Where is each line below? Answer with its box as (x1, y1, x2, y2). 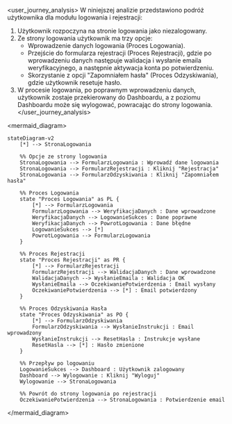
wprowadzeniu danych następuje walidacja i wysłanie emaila (27, 56, 201, 65)
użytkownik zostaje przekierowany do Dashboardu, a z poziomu (17, 93, 201, 101)
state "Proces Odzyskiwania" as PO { (19, 311, 129, 318)
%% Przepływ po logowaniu (19, 360, 95, 367)
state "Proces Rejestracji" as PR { (19, 256, 126, 263)
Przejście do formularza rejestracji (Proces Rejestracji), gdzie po (27, 49, 212, 57)
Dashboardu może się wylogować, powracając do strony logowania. (17, 101, 213, 108)
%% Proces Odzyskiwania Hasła (19, 305, 108, 312)
